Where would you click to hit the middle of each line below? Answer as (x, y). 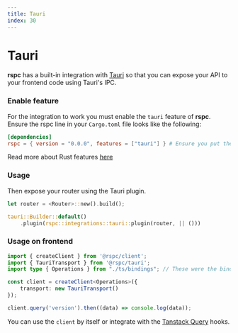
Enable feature (33, 101)
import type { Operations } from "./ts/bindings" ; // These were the (112, 269)
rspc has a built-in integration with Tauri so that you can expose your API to (118, 75)
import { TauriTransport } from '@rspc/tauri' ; (79, 263)
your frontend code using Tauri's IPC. (62, 83)
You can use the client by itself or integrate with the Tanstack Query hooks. (119, 321)
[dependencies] (30, 137)
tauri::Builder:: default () (47, 217)
